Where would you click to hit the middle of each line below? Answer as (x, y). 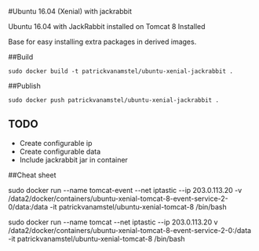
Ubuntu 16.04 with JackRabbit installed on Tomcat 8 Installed (107, 26)
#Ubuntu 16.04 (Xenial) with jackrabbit (70, 11)
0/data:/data (28, 206)
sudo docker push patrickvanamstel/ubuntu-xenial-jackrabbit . (114, 100)
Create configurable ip (56, 143)
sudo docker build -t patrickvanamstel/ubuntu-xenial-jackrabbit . (121, 71)
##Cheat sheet (32, 175)
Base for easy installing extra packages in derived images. (102, 42)
